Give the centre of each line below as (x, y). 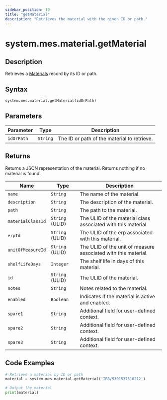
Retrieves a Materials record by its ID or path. (51, 74)
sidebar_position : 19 (28, 10)
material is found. (23, 173)
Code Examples (30, 363)
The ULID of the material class (115, 218)
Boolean (60, 299)
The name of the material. (110, 194)
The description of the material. (116, 202)
